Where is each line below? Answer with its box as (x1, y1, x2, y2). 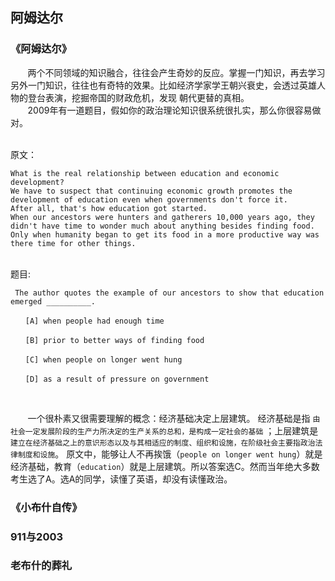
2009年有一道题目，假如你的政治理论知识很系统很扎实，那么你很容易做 (27, 104, 322, 116)
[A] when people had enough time (24, 316, 165, 326)
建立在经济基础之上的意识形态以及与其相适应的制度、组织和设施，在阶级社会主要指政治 (10, 438, 316, 448)
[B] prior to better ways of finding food (24, 335, 205, 345)
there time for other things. (10, 238, 137, 248)
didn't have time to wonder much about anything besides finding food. (10, 221, 315, 231)
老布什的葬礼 (10, 559, 73, 573)
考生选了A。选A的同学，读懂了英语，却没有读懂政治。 (10, 473, 233, 485)
